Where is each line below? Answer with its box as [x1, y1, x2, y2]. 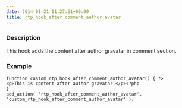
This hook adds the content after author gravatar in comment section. [6, 47, 177, 54]
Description [6, 34, 41, 42]
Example [6, 62, 32, 70]
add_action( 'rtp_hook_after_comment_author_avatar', [6, 91, 143, 97]
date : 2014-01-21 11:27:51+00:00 [6, 8, 89, 15]
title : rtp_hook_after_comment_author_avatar [6, 14, 121, 20]
